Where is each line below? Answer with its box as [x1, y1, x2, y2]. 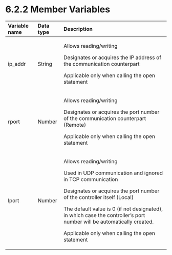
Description [63, 25, 93, 32]
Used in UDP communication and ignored [63, 169, 163, 176]
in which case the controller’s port [63, 211, 145, 219]
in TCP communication [63, 175, 118, 183]
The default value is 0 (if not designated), [63, 205, 163, 212]
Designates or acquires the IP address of [63, 54, 162, 61]
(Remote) [63, 121, 86, 128]
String [37, 60, 53, 67]
